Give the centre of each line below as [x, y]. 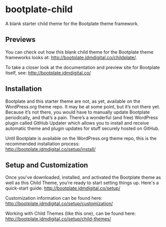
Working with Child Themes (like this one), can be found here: [70, 214]
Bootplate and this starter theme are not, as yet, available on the [73, 101]
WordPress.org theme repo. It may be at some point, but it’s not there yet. [83, 106]
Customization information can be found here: [54, 198]
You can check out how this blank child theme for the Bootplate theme [79, 52]
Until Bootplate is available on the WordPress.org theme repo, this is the [81, 138]
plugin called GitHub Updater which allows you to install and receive [77, 123]
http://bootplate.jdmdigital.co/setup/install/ [50, 149]
